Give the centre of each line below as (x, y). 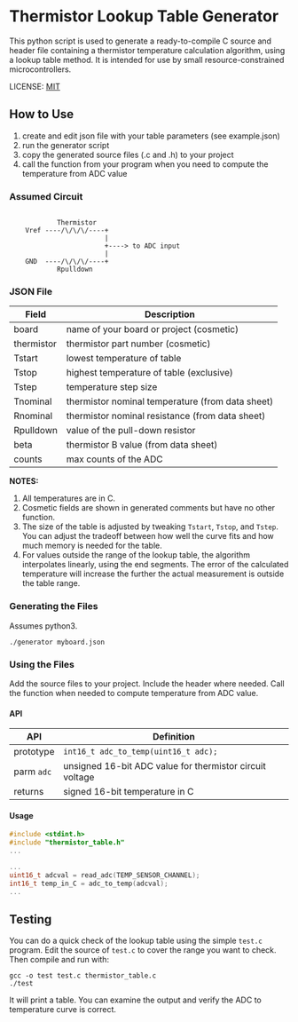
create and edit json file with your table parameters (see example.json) (151, 136)
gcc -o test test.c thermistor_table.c (83, 976)
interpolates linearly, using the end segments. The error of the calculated (155, 565)
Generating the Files (54, 606)
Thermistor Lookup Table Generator (144, 16)
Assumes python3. (43, 626)
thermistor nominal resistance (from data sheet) (166, 416)
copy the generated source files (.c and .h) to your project (128, 154)
